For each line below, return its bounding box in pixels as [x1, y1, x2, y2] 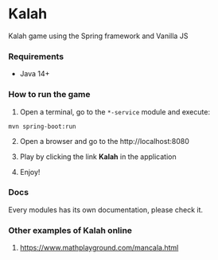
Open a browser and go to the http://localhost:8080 [19, 136, 189, 146]
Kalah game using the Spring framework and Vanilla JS [8, 31, 189, 41]
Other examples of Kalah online [8, 224, 133, 235]
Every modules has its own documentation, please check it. [8, 204, 204, 215]
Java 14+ [19, 69, 50, 79]
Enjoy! [19, 167, 41, 177]
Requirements [8, 51, 64, 62]
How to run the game [8, 89, 91, 100]
